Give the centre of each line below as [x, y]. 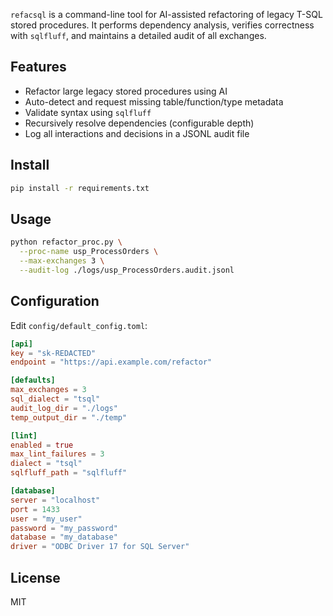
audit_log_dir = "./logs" [64, 408]
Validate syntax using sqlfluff [88, 112]
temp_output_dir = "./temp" [69, 417]
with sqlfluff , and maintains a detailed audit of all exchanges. [138, 35]
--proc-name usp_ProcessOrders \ [89, 252]
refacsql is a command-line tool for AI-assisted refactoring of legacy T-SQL [166, 14]
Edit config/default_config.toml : [79, 325]
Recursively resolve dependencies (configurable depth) [139, 123]
